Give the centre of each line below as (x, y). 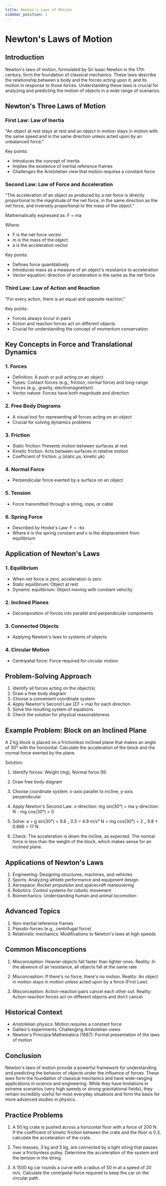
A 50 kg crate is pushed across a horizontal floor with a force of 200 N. (85, 1127)
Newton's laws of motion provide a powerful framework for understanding (81, 1068)
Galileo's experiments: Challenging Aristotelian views (66, 1029)
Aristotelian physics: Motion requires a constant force (67, 1024)
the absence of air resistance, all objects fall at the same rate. (75, 967)
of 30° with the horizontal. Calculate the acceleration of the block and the (80, 748)
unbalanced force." (25, 142)
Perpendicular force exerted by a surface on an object (68, 480)
